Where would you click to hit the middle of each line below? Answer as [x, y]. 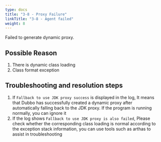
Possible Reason [31, 53]
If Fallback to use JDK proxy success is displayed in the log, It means [83, 97]
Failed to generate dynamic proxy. [40, 37]
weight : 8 [15, 23]
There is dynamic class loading [44, 65]
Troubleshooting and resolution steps [64, 86]
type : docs [16, 10]
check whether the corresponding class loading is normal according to [84, 123]
